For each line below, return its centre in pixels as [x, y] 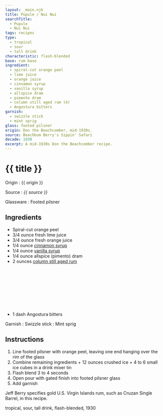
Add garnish [25, 383]
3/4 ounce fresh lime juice [39, 235]
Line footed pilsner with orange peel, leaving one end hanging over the [85, 351]
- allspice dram [26, 93]
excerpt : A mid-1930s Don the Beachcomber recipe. [59, 144]
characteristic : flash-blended [38, 56]
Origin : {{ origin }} [24, 182]
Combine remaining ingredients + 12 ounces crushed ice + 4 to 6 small [85, 362]
